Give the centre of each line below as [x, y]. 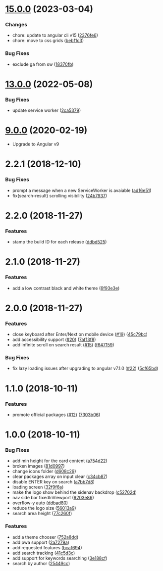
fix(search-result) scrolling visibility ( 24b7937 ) [60, 195]
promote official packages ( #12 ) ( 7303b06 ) [56, 415]
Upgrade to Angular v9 [36, 144]
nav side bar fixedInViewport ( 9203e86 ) [53, 498]
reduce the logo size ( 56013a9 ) [44, 508]
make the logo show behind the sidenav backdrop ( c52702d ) [75, 492]
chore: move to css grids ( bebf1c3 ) [48, 41]
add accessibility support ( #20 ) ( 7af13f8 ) [54, 339]
